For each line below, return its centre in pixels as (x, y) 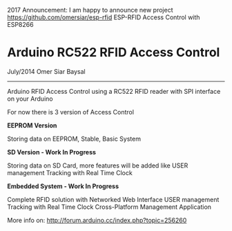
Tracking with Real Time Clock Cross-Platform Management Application (109, 207)
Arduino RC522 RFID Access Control (114, 53)
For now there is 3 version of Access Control (71, 112)
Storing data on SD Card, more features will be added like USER (98, 165)
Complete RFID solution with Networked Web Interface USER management (113, 199)
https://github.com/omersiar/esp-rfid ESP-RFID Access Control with (104, 17)
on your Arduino (30, 99)
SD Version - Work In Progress (52, 152)
